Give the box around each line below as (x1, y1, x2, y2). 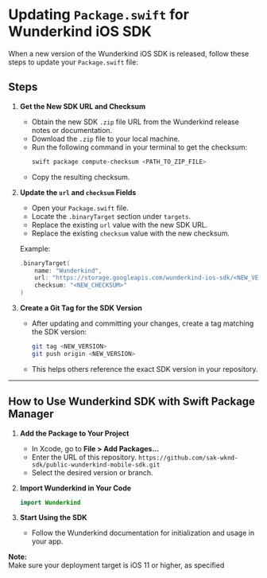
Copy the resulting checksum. (31, 172, 130, 182)
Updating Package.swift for (8, 6, 189, 24)
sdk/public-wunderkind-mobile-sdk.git (31, 460, 161, 469)
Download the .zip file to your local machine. (31, 134, 180, 143)
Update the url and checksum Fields (19, 187, 137, 197)
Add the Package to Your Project (19, 428, 130, 438)
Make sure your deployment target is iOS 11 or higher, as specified (8, 560, 225, 570)
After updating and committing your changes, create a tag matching (31, 318, 254, 328)
